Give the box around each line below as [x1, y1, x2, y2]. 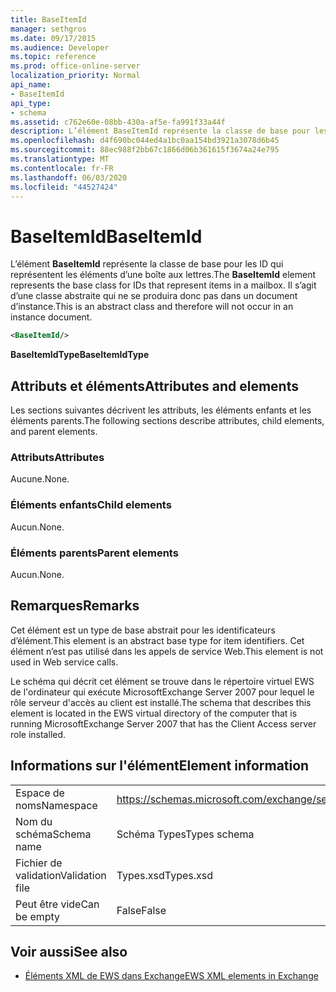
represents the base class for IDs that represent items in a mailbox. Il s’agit [10, 279, 317, 291]
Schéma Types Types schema [116, 827, 255, 841]
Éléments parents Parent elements [10, 546, 179, 560]
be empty [15, 909, 61, 923]
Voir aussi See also [10, 943, 128, 960]
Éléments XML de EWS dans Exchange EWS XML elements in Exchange [24, 970, 319, 982]
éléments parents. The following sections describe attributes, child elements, [10, 415, 325, 426]
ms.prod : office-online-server [10, 61, 141, 71]
